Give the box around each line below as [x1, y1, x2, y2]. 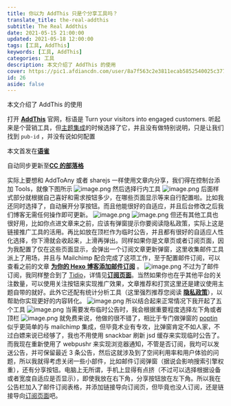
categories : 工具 [7, 55, 55, 62]
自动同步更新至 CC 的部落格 [7, 161, 85, 170]
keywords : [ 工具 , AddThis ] [7, 49, 82, 56]
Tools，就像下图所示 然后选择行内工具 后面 [14, 185, 213, 193]
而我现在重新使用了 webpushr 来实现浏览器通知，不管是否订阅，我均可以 [7, 340, 214, 348]
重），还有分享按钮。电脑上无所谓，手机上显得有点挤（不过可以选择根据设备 [7, 366, 221, 374]
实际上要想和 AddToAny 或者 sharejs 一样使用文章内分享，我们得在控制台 [7, 176, 214, 185]
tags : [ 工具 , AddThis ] [7, 42, 70, 49]
